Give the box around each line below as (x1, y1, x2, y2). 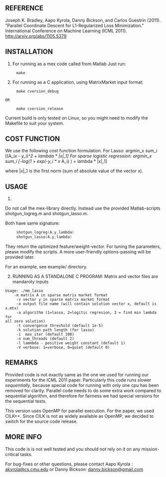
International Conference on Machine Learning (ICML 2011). (5, 27, 128, 34)
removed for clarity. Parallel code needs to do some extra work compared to (5, 387, 162, 393)
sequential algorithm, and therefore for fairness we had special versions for (5, 393, 160, 399)
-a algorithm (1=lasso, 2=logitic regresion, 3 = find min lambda (16, 310, 157, 315)
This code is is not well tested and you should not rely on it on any (5, 446, 141, 452)
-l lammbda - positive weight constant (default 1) (16, 341, 126, 346)
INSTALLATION (5, 47, 53, 56)
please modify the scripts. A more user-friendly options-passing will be (5, 249, 151, 254)
